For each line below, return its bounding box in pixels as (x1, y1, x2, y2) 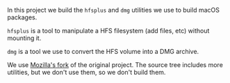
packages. (7, 13, 38, 21)
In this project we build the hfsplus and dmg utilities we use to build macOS (7, 6, 220, 14)
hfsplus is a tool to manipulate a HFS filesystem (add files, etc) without (7, 27, 210, 35)
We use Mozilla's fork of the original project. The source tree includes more (7, 61, 224, 68)
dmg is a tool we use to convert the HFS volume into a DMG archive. (7, 48, 199, 55)
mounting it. (7, 34, 42, 42)
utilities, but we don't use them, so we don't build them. (7, 68, 166, 76)
